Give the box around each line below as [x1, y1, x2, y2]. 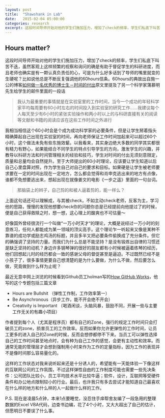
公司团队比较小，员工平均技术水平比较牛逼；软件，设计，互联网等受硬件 [13, 372, 160, 379]
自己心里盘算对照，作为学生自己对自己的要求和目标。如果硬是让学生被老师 [5, 164, 156, 170]
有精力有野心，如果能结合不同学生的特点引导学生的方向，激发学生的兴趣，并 [5, 146, 160, 151]
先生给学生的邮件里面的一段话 [5, 88, 65, 94]
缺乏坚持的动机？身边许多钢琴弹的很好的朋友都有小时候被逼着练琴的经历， [9, 244, 160, 251]
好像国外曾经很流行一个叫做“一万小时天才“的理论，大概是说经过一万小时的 [5, 220, 156, 226]
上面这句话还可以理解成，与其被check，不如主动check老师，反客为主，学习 [5, 197, 159, 203]
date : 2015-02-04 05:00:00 [5, 16, 65, 21]
